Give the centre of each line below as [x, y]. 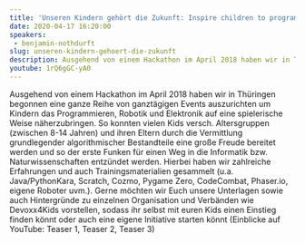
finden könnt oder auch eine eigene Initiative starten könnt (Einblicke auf [145, 219]
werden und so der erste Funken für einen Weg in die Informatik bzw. [138, 151]
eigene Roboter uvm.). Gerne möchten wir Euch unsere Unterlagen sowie [147, 190]
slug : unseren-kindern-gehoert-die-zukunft [93, 52]
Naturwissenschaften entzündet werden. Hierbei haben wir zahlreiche [140, 161]
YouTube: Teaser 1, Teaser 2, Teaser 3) [82, 228]
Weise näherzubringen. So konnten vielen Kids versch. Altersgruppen [140, 122]
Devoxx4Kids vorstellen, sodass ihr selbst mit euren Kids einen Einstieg [143, 209]
